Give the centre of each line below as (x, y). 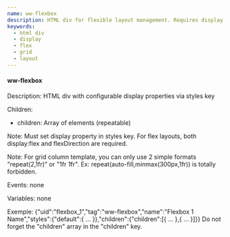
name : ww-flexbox (32, 13)
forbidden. (22, 171)
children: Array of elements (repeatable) (74, 122)
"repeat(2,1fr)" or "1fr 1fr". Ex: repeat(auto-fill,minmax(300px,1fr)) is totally (112, 164)
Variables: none (29, 198)
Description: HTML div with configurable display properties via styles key (111, 96)
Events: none (26, 184)
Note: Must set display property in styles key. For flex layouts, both (102, 136)
